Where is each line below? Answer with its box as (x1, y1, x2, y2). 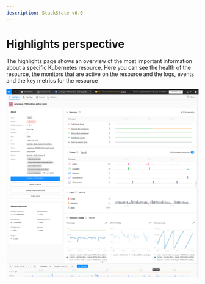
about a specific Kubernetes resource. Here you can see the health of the (6, 64, 191, 71)
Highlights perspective (6, 37, 125, 51)
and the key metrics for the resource (6, 77, 98, 84)
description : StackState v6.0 (6, 10, 84, 16)
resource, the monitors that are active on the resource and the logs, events (6, 70, 194, 78)
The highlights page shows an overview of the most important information (6, 57, 192, 64)
